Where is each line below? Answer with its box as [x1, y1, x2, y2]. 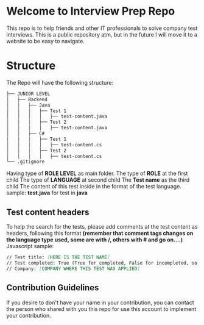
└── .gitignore [6, 159, 45, 165]
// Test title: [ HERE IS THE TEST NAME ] [6, 254, 111, 260]
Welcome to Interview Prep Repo [6, 4, 175, 18]
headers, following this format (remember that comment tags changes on [6, 230, 194, 237]
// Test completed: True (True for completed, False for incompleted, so [6, 260, 198, 266]
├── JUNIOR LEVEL [6, 90, 51, 97]
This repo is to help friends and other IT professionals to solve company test [6, 24, 198, 32]
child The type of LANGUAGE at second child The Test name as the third [6, 176, 190, 184]
